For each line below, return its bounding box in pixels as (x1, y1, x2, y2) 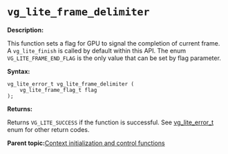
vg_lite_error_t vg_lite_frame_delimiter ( (7, 80, 135, 88)
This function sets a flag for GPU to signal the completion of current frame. (7, 39, 220, 47)
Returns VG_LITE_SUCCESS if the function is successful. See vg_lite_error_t (7, 118, 214, 126)
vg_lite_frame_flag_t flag (19, 86, 97, 93)
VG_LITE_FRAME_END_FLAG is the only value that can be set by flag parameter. (7, 54, 221, 62)
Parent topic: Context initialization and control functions (7, 139, 165, 147)
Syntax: (7, 67, 30, 75)
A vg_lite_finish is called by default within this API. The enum (7, 46, 187, 55)
